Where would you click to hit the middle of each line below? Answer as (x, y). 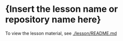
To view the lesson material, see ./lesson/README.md (61, 33)
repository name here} (53, 20)
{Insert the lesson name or (61, 9)
